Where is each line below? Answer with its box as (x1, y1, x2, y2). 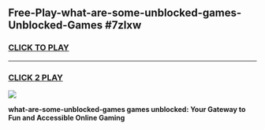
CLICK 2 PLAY (8, 72, 63, 83)
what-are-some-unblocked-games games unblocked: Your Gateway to (8, 104, 246, 113)
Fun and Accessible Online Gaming (8, 113, 125, 122)
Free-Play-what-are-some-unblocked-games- (8, 6, 242, 20)
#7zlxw (105, 19, 142, 32)
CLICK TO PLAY (8, 43, 69, 54)
